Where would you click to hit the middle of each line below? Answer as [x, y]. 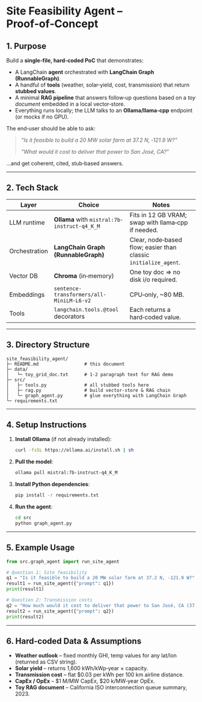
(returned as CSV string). [46, 662]
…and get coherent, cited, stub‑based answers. [65, 163]
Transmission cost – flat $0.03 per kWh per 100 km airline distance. [99, 675]
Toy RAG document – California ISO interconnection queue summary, [101, 688]
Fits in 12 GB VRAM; [158, 215]
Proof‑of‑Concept [52, 24]
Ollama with [71, 219]
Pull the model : [34, 462]
